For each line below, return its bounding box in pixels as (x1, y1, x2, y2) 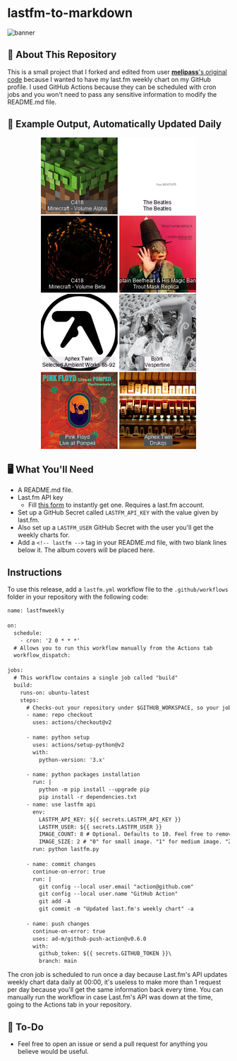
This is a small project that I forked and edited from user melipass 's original (7, 67, 227, 76)
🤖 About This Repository (7, 49, 117, 61)
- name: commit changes (25, 860, 97, 867)
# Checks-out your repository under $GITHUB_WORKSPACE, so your (25, 704, 219, 711)
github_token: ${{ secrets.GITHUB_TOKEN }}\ (38, 950, 172, 957)
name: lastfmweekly (7, 607, 65, 614)
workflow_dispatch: (13, 652, 71, 659)
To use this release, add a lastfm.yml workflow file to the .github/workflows (7, 585, 229, 594)
